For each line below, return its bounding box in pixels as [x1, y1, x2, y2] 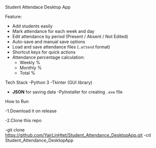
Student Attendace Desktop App [5, 4, 71, 10]
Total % [19, 70, 35, 75]
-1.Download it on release [5, 108, 57, 114]
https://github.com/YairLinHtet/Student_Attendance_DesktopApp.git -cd [5, 132, 151, 138]
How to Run [5, 99, 29, 104]
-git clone [5, 127, 25, 133]
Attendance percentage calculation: [12, 54, 85, 60]
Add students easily [12, 23, 53, 29]
